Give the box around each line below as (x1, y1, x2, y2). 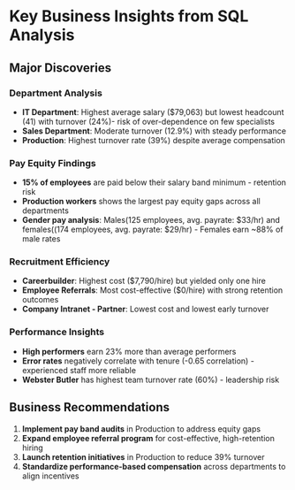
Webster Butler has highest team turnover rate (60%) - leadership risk (21, 374, 280, 385)
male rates (21, 234, 61, 244)
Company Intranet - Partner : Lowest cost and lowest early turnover (21, 303, 269, 315)
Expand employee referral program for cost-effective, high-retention (21, 433, 276, 443)
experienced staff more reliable (21, 364, 137, 375)
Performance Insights (9, 325, 104, 338)
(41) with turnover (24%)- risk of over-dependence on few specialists (21, 116, 276, 126)
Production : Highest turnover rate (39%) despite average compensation (21, 134, 285, 145)
